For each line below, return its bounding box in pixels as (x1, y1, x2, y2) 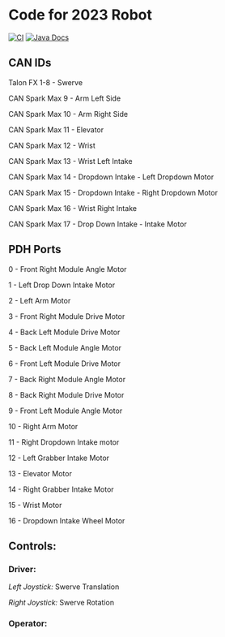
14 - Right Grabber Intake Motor (8, 484, 115, 494)
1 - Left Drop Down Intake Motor (8, 280, 116, 290)
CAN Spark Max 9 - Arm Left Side (8, 93, 121, 103)
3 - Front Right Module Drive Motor (8, 311, 125, 321)
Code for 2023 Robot (8, 6, 152, 24)
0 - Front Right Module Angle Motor (8, 264, 127, 273)
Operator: (8, 618, 48, 630)
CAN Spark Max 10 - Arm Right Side (8, 109, 128, 118)
